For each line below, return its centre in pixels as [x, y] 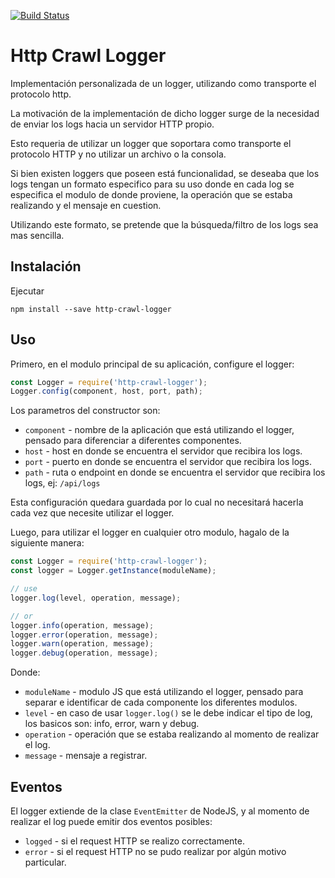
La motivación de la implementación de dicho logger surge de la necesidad [165, 113]
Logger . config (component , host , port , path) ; [106, 391]
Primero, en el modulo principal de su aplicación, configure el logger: [152, 364]
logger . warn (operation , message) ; [82, 644]
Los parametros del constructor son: [85, 411]
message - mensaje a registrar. [86, 756]
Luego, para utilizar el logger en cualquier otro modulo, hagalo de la [150, 532]
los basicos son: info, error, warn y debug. [112, 724]
